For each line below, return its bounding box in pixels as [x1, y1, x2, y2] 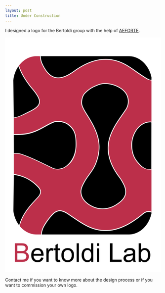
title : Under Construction [5, 13, 61, 18]
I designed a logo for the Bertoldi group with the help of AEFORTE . [5, 27, 140, 33]
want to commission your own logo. [5, 282, 78, 288]
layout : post [5, 8, 32, 13]
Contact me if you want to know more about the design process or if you [5, 277, 153, 283]
